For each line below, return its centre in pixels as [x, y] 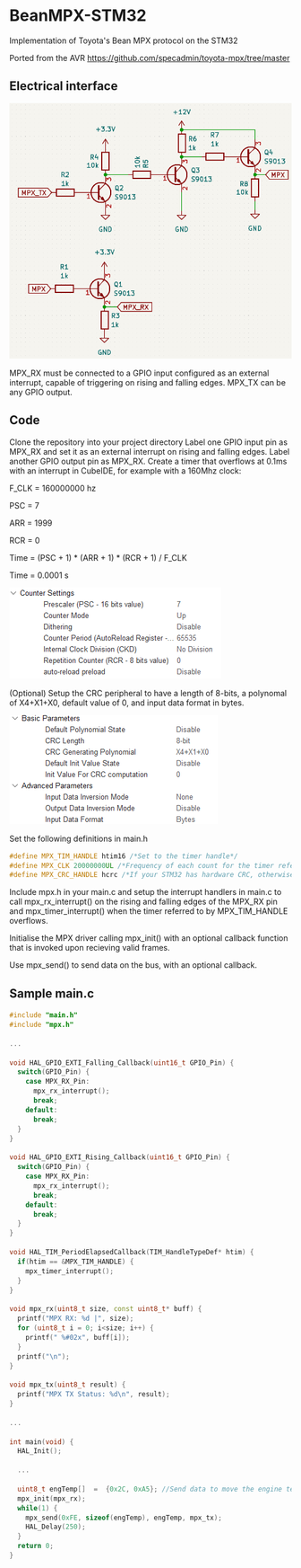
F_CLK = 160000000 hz [53, 488]
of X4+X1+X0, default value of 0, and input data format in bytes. [127, 703]
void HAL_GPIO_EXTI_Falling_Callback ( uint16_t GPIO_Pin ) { [122, 1063]
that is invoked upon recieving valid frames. [90, 948]
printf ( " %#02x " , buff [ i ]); [77, 1337]
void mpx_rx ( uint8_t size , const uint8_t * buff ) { [106, 1309]
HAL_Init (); [40, 1451]
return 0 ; [35, 1546]
